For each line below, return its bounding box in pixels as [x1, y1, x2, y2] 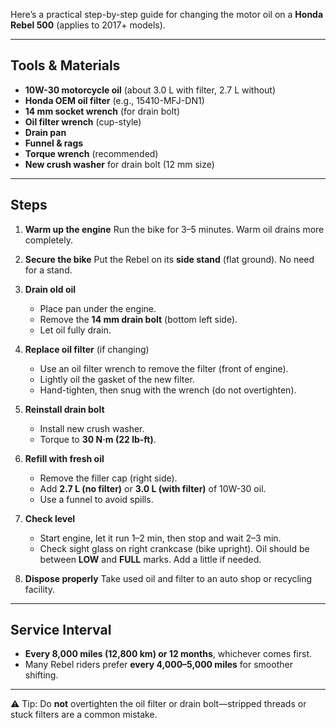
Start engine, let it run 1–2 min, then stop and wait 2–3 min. [39, 532, 282, 544]
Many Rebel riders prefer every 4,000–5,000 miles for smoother [24, 659, 293, 671]
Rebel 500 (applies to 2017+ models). [10, 19, 166, 31]
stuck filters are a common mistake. [10, 709, 158, 721]
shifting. [24, 669, 59, 681]
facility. [24, 583, 55, 595]
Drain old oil [24, 283, 77, 295]
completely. [24, 234, 73, 246]
